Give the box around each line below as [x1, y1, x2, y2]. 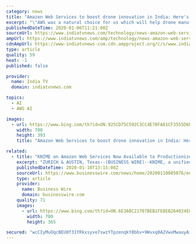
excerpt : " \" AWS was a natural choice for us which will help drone [6, 19, 176, 25]
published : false [6, 62, 48, 69]
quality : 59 [6, 52, 35, 58]
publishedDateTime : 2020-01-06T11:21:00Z [6, 25, 108, 31]
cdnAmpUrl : [6, 41, 33, 47]
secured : [6, 229, 27, 235]
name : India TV [11, 79, 48, 85]
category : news [6, 8, 43, 15]
